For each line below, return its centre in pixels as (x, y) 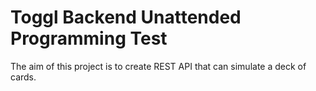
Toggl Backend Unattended (126, 17)
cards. (23, 77)
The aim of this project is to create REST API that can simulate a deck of (158, 66)
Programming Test (89, 38)
